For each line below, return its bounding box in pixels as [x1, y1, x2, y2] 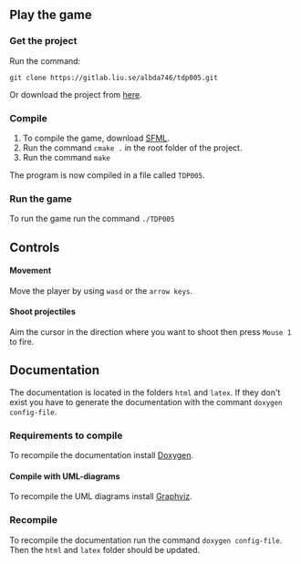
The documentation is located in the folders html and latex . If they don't [9, 387, 281, 398]
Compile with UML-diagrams [9, 470, 120, 482]
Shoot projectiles [9, 306, 76, 318]
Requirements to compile [9, 429, 123, 442]
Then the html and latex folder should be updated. [9, 544, 201, 555]
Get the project [9, 35, 78, 47]
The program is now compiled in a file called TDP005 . [9, 169, 205, 181]
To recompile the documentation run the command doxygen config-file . [9, 534, 283, 546]
